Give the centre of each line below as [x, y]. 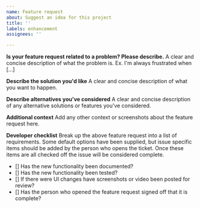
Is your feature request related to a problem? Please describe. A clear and [100, 57]
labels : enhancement [32, 29]
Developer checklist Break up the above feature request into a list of [92, 136]
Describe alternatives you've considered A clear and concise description [98, 99]
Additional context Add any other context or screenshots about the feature [100, 118]
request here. [23, 124]
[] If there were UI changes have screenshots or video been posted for [102, 179]
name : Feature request [35, 12]
